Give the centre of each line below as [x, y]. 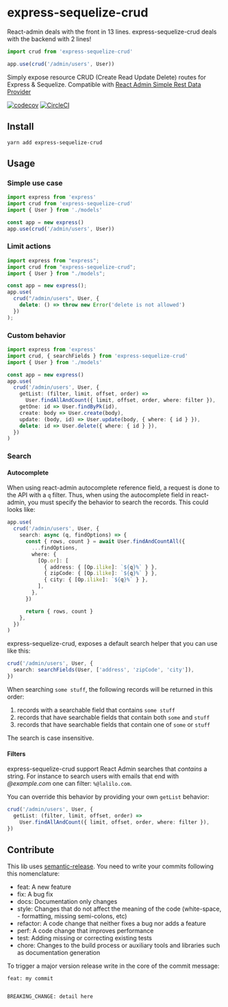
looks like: [21, 510]
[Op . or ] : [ [53, 561]
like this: [19, 651]
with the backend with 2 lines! [49, 38]
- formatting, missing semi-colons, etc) [72, 916]
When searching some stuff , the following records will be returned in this [110, 689]
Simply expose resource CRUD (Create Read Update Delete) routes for [107, 77]
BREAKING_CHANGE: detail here [50, 997]
